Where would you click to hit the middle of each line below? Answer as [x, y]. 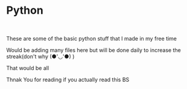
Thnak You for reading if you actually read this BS [68, 79]
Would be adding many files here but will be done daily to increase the [93, 50]
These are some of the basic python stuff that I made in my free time [91, 38]
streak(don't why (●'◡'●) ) [40, 56]
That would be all [28, 68]
